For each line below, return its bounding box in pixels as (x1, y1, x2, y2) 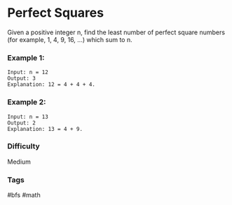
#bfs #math (7, 191, 41, 199)
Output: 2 (7, 119, 36, 127)
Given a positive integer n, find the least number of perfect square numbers (7, 28, 226, 36)
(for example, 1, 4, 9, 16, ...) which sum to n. (7, 35, 133, 43)
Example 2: (7, 97, 46, 107)
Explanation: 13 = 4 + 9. (7, 125, 83, 132)
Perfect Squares (7, 5, 104, 21)
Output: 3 (7, 75, 36, 82)
